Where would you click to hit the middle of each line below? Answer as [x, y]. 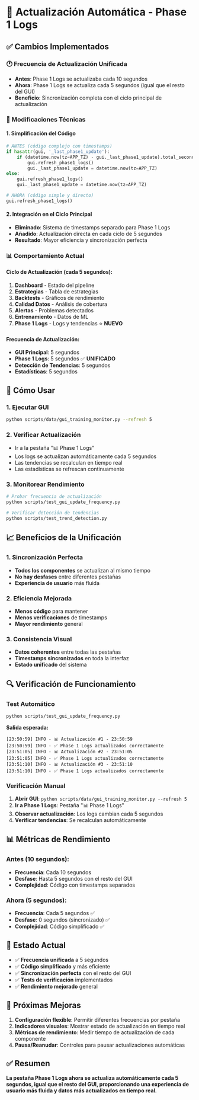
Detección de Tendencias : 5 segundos [62, 365]
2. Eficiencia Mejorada [39, 598]
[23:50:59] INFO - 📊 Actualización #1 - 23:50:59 [70, 739]
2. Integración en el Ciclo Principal [49, 214]
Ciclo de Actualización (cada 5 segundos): [59, 272]
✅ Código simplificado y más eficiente [62, 966]
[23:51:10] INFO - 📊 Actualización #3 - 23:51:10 [70, 764]
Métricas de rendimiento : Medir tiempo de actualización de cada [94, 1032]
